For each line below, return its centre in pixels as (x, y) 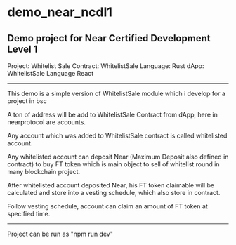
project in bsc (27, 101)
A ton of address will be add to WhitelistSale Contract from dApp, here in (112, 114)
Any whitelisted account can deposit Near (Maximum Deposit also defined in (118, 157)
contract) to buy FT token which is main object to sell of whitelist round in (113, 164)
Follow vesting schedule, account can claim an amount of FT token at (108, 206)
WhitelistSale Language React (51, 73)
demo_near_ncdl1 (60, 12)
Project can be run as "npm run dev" (60, 234)
